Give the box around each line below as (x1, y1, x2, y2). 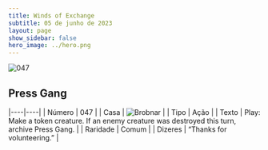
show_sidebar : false (8, 34, 78, 42)
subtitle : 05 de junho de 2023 (8, 19, 113, 27)
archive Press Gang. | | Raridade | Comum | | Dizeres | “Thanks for (8, 124, 227, 134)
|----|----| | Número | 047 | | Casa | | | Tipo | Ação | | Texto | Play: (8, 107, 261, 116)
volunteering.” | (8, 132, 59, 142)
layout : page (8, 26, 52, 34)
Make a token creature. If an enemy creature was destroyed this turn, (8, 116, 237, 125)
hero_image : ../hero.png (8, 41, 91, 49)
